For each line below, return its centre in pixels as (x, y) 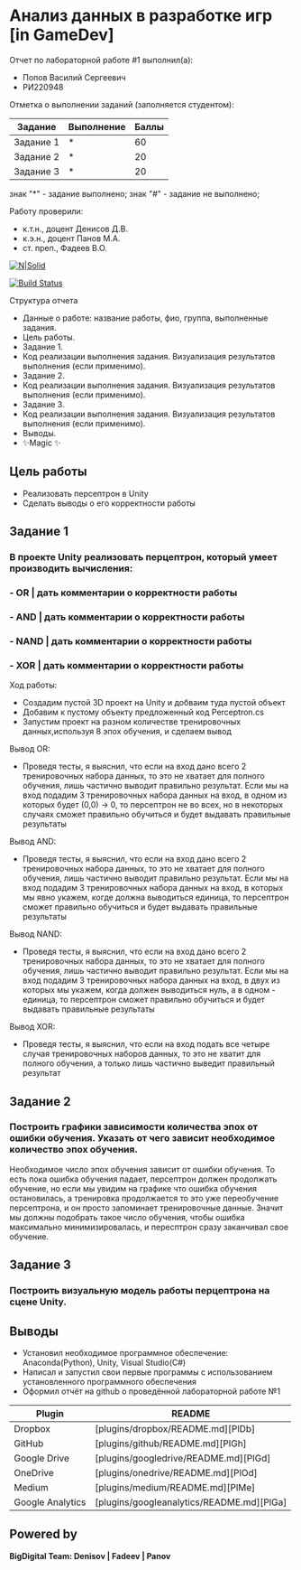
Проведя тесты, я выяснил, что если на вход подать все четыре (146, 1044)
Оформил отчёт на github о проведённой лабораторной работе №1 (151, 1391)
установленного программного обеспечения (109, 1381)
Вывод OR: (30, 749)
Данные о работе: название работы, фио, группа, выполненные (145, 318)
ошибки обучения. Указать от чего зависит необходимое (142, 1138)
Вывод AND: (33, 842)
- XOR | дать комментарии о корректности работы (127, 665)
